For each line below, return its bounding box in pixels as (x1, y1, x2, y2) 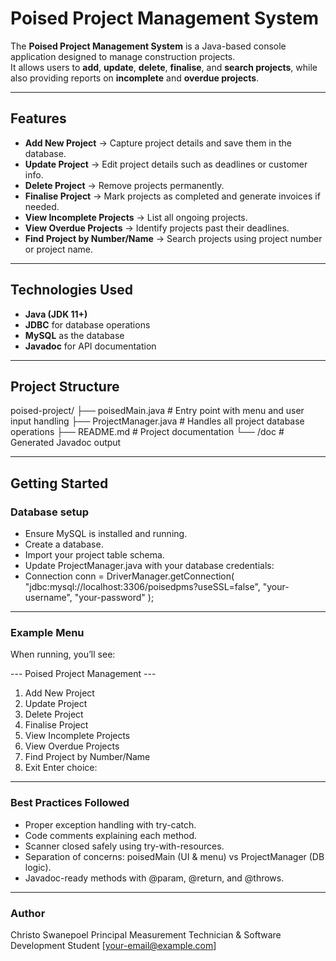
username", (24, 592, 73, 604)
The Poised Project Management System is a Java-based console (10, 40, 287, 52)
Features (10, 110, 67, 127)
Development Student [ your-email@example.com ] (10, 939, 217, 951)
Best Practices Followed (10, 796, 130, 810)
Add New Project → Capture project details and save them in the (24, 137, 292, 149)
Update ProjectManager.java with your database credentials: (24, 560, 275, 572)
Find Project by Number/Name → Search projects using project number (24, 232, 323, 244)
